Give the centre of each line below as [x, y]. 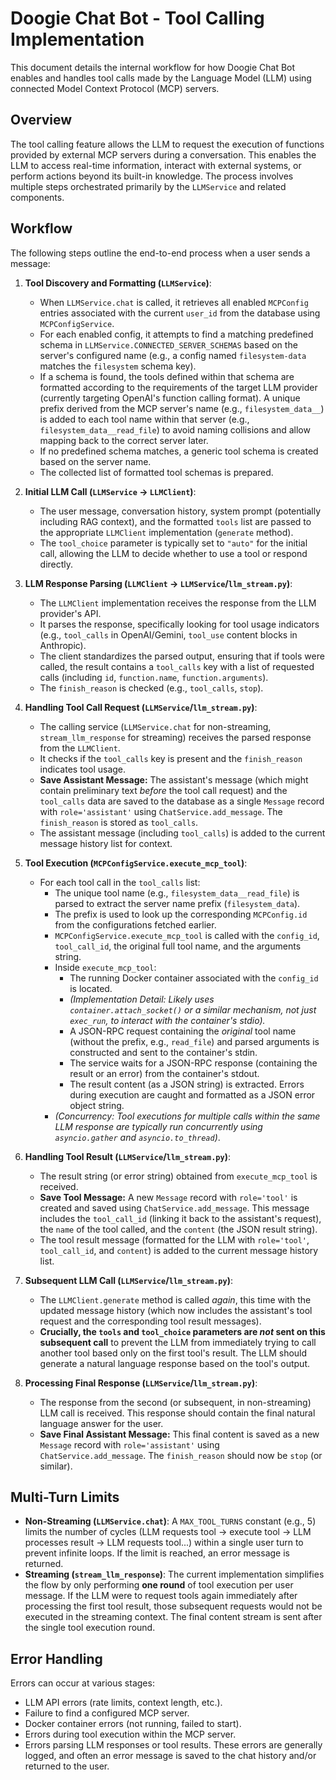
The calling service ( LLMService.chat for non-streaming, [155, 726]
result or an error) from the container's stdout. [164, 1073]
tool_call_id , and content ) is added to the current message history [179, 1250]
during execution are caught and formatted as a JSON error [192, 1094]
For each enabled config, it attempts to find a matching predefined [176, 334]
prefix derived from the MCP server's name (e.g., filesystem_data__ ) [182, 408]
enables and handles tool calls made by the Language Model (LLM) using [161, 78]
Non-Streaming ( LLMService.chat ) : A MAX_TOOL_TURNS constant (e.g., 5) [170, 1521]
